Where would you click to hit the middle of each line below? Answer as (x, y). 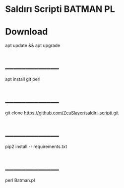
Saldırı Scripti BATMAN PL (60, 9)
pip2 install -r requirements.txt (36, 146)
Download (27, 32)
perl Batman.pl (20, 180)
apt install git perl (23, 79)
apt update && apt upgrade (33, 46)
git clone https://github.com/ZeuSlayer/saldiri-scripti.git (62, 113)
